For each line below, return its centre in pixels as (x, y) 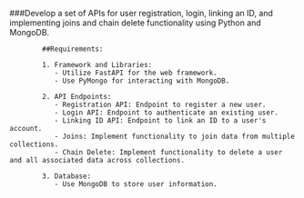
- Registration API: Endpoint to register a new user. (160, 104)
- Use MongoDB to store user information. (136, 184)
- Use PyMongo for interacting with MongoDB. (142, 81)
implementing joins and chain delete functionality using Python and (135, 23)
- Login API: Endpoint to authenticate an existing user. (167, 113)
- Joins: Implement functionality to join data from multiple (175, 136)
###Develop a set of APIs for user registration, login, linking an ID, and (141, 13)
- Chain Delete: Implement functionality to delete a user (168, 153)
